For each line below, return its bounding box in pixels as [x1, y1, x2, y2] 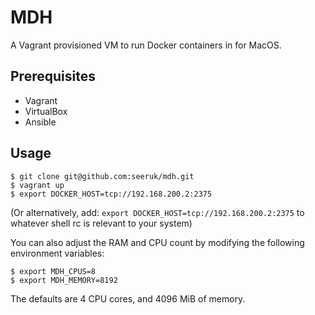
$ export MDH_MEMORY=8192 [10, 275, 118, 285]
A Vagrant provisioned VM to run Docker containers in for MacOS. [10, 39, 282, 51]
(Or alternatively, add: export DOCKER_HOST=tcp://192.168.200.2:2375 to [10, 206, 305, 218]
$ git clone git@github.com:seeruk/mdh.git [10, 171, 195, 181]
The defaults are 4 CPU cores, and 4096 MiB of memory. [10, 292, 246, 305]
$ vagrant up [10, 180, 65, 190]
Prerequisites [10, 68, 96, 85]
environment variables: [10, 247, 105, 259]
